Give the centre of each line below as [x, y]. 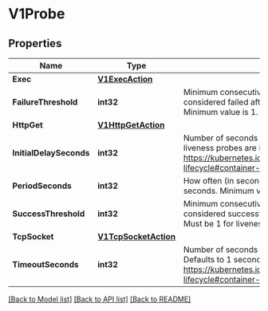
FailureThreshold [45, 102]
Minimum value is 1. [221, 112]
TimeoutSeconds [46, 264]
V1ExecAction [125, 79]
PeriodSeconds [42, 186]
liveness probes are [220, 148]
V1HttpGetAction [131, 125]
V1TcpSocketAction [136, 236]
